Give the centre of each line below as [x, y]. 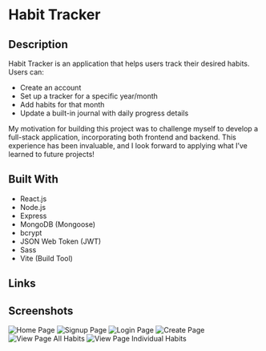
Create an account [50, 87]
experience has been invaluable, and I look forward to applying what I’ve [128, 145]
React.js [33, 199]
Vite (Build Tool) [46, 258]
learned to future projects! [51, 154]
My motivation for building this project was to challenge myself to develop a [133, 129]
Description [38, 44]
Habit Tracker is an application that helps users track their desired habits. [129, 63]
